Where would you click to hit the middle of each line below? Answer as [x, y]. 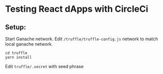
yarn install [19, 57]
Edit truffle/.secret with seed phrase [44, 66]
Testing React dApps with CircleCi [77, 9]
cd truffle [16, 53]
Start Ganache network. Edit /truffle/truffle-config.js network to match [81, 39]
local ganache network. [29, 44]
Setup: [16, 27]
